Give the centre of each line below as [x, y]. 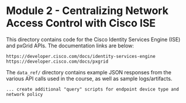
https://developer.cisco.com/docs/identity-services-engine [81, 56]
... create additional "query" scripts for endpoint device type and [93, 89]
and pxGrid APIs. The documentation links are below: [70, 46]
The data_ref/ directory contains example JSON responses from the [89, 72]
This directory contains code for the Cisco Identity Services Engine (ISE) [93, 39]
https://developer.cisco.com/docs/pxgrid [57, 61]
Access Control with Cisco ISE [81, 23]
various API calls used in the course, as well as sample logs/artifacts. [89, 78]
